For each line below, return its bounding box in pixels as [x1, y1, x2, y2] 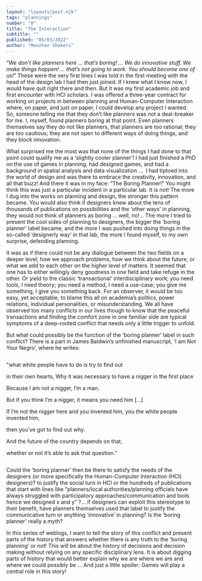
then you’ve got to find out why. [6, 426, 86, 433]
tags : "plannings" [6, 14, 52, 21]
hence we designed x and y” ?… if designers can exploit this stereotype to [6, 498, 191, 506]
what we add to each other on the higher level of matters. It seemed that [6, 262, 186, 269]
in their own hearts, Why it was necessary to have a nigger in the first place [6, 372, 194, 380]
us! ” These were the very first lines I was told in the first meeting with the [6, 72, 188, 79]
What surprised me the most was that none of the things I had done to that [6, 147, 192, 154]
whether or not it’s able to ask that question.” [6, 449, 118, 456]
